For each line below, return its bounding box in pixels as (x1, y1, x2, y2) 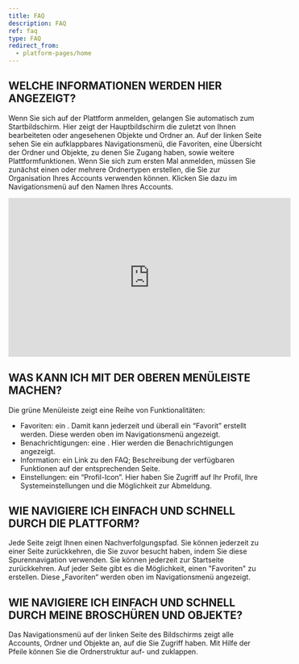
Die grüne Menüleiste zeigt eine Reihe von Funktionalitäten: (8, 405, 206, 415)
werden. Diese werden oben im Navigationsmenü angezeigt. (19, 429, 221, 439)
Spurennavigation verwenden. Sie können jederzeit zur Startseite (8, 555, 224, 565)
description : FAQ (8, 19, 67, 27)
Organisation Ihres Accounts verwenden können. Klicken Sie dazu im (8, 173, 238, 182)
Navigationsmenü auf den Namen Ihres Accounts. (8, 182, 174, 191)
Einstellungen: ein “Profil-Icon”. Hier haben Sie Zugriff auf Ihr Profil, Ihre (19, 472, 258, 482)
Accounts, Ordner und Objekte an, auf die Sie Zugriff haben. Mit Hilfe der (8, 638, 251, 648)
